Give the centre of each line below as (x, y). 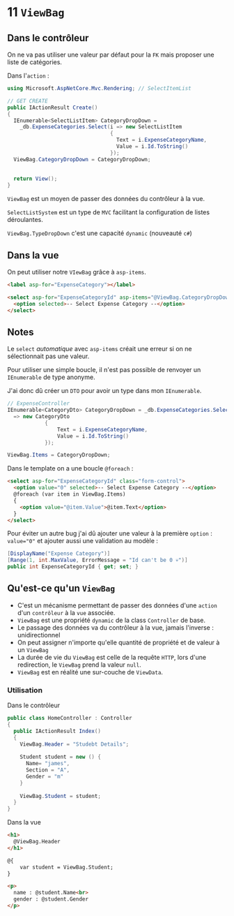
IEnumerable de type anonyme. (51, 377)
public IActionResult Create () (53, 108)
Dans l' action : (29, 75)
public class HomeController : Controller (70, 718)
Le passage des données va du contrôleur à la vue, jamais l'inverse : (115, 627)
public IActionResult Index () (57, 731)
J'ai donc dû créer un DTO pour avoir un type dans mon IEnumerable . (104, 391)
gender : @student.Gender (51, 899)
